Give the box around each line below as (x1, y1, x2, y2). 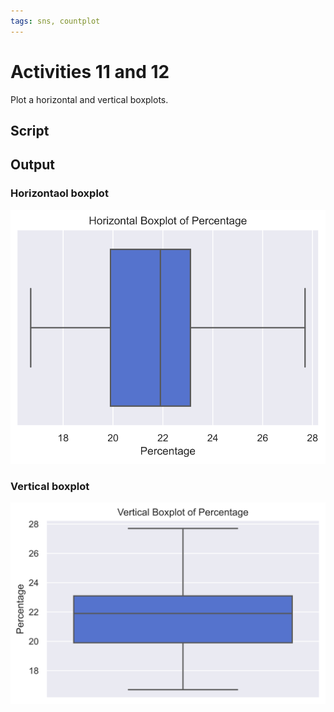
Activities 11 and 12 (10, 60, 170, 83)
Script (10, 122, 50, 139)
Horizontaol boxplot (10, 186, 109, 200)
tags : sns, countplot (10, 16, 101, 26)
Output (10, 156, 55, 174)
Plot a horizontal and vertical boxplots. (10, 93, 169, 105)
